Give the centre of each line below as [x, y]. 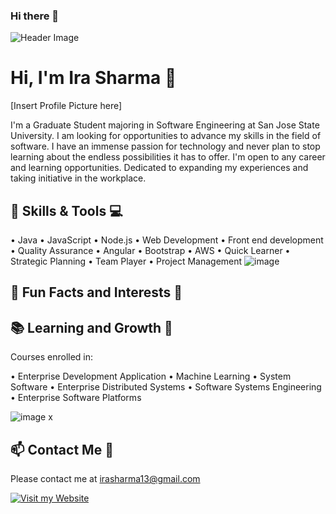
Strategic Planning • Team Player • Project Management [126, 261]
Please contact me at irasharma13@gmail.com [105, 479]
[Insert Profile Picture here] [66, 106]
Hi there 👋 [35, 16]
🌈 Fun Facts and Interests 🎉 [96, 292]
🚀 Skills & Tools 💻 [66, 210]
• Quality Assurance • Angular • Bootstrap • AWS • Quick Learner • [150, 251]
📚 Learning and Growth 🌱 [91, 327]
